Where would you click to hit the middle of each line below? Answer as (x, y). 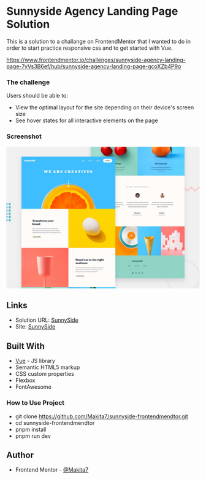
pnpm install (31, 429)
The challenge (28, 82)
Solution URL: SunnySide (47, 320)
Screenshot (24, 136)
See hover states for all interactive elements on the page (86, 120)
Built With (25, 346)
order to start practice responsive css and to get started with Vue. (90, 48)
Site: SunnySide (35, 327)
